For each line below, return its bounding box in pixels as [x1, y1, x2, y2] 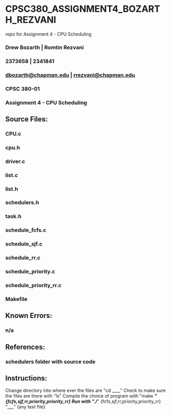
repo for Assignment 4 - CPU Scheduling [5, 31, 92, 37]
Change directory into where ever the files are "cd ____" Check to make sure [5, 387, 166, 393]
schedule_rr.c [5, 254, 41, 261]
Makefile [5, 295, 28, 303]
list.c [5, 172, 18, 179]
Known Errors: [5, 311, 53, 320]
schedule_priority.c [5, 268, 55, 275]
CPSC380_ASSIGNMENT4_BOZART [5, 3, 160, 15]
